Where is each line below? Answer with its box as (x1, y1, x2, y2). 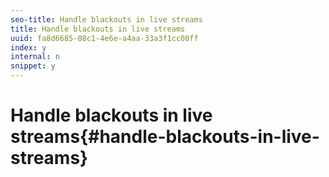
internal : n (10, 52, 60, 62)
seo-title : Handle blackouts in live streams (10, 14, 203, 25)
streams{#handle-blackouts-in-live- (10, 126, 320, 148)
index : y (10, 42, 47, 53)
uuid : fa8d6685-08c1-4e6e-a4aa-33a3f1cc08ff (10, 33, 199, 43)
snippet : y (10, 61, 56, 71)
